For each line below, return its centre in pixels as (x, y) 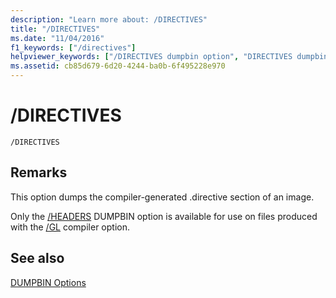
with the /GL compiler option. (70, 227)
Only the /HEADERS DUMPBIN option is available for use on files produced (164, 216)
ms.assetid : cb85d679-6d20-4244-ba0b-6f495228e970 (118, 66)
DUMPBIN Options (48, 282)
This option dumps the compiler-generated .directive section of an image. (162, 197)
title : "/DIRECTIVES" (55, 29)
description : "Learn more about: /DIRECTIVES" (109, 19)
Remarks (39, 172)
